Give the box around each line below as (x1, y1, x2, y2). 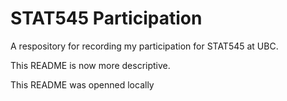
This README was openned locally (10, 78, 155, 91)
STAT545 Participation (10, 7, 203, 30)
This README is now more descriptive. (10, 59, 171, 71)
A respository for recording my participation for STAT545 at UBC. (10, 40, 279, 52)
